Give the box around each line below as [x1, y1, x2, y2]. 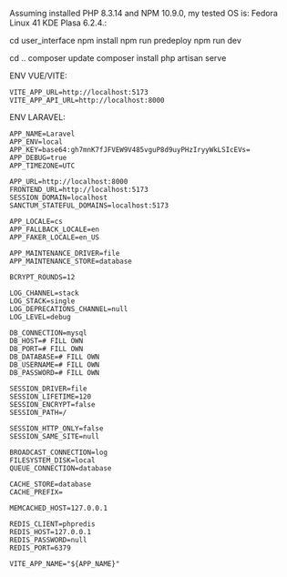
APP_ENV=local [9, 137, 64, 147]
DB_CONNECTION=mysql [9, 329, 88, 338]
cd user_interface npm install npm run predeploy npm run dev [9, 35, 241, 46]
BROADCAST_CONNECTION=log [9, 448, 108, 457]
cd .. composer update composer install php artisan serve [9, 53, 227, 63]
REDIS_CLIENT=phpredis [9, 520, 96, 529]
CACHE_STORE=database [9, 480, 92, 489]
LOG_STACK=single [9, 297, 76, 306]
